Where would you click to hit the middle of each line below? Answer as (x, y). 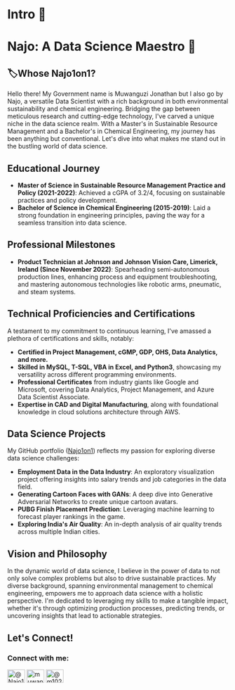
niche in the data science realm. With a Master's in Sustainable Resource (113, 124)
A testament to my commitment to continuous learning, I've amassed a (109, 331)
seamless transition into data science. (72, 222)
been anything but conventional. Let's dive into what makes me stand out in (116, 139)
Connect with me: (38, 658)
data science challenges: (43, 458)
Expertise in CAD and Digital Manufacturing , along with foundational (118, 404)
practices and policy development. (67, 200)
